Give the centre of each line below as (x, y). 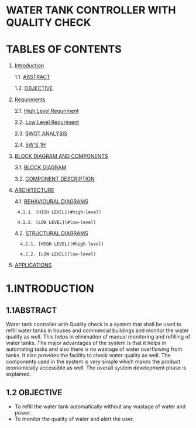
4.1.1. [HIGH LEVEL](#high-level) (59, 212)
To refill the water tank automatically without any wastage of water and (100, 406)
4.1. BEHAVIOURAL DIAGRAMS (51, 202)
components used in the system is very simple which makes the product (93, 362)
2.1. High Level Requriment (47, 111)
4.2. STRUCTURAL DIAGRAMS (51, 233)
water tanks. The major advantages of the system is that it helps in (86, 343)
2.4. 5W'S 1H (30, 145)
